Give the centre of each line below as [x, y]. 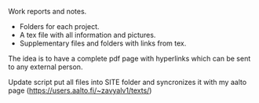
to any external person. [46, 67]
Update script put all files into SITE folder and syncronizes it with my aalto [128, 82]
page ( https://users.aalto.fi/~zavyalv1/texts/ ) [80, 90]
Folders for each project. [59, 26]
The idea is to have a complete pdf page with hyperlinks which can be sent [129, 59]
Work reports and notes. [47, 11]
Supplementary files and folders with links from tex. [103, 43]
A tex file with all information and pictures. [88, 35]
